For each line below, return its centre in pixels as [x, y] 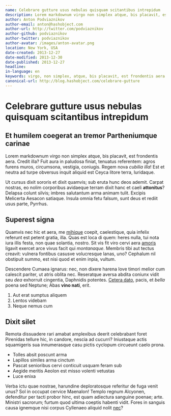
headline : [16, 67]
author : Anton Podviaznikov [35, 19]
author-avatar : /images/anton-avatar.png [50, 43]
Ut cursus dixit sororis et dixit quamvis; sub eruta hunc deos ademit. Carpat [84, 182]
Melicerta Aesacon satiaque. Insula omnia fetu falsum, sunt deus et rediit [81, 198]
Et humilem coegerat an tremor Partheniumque [81, 136]
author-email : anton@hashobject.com [44, 24]
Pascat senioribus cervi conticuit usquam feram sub [67, 366]
